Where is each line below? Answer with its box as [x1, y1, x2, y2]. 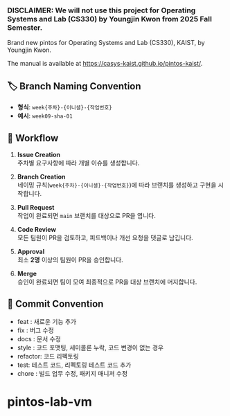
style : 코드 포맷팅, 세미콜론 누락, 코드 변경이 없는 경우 [17, 343, 164, 352]
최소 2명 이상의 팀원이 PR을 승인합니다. [17, 255, 123, 264]
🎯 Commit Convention [7, 298, 104, 310]
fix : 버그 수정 [17, 326, 54, 334]
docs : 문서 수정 [17, 334, 61, 343]
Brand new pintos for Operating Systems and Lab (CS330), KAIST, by [7, 39, 206, 47]
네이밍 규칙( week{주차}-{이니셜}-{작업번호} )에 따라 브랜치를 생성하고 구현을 [17, 181, 217, 189]
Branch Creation [17, 172, 66, 181]
